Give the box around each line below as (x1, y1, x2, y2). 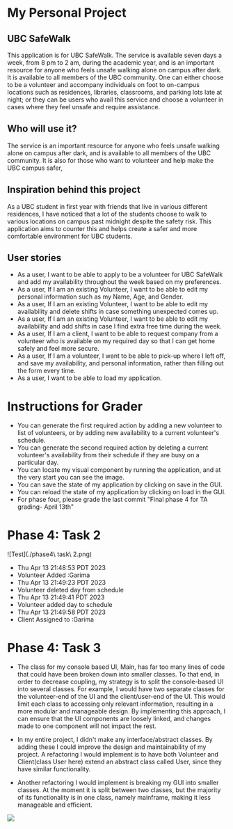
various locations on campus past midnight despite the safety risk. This (7, 217, 212, 226)
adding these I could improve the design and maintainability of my (17, 743, 207, 751)
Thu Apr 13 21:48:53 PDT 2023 (17, 564, 106, 572)
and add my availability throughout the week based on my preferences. (17, 278, 222, 286)
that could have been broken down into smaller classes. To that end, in (17, 670, 220, 679)
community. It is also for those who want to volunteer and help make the (7, 156, 214, 164)
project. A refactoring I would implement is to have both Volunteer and (17, 750, 219, 759)
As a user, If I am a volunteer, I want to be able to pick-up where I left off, (17, 352, 226, 360)
